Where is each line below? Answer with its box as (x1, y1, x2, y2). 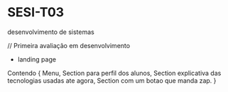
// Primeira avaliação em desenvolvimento (7, 41, 130, 50)
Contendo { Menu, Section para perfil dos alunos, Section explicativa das (7, 69, 222, 77)
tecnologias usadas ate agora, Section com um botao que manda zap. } (7, 76, 217, 85)
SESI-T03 (7, 4, 65, 21)
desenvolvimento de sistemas (7, 28, 94, 36)
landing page (17, 54, 57, 64)
